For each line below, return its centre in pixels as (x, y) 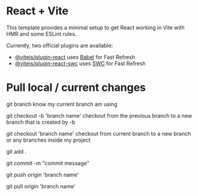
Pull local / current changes (76, 88)
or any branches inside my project (49, 140)
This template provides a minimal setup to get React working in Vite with (95, 27)
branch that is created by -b (41, 122)
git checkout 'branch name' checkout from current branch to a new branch (99, 133)
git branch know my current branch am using (62, 104)
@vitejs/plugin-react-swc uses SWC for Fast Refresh (80, 63)
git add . (16, 151)
